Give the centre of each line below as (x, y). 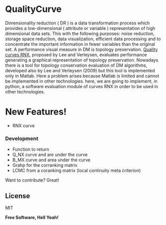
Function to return (31, 149)
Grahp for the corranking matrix (45, 165)
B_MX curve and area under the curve (51, 160)
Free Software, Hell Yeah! (32, 217)
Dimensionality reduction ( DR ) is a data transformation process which (78, 23)
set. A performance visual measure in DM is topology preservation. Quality (82, 49)
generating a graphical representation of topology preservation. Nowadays (82, 60)
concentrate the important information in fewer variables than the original (80, 44)
